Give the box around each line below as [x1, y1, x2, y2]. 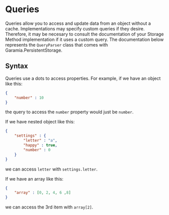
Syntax [5, 62, 28, 70]
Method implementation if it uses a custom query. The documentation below [5, 36, 164, 42]
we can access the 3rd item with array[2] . [5, 204, 93, 210]
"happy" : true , [23, 143, 58, 148]
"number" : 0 [23, 147, 51, 152]
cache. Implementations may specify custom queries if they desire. [5, 25, 145, 31]
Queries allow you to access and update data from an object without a [5, 20, 151, 26]
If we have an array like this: [5, 176, 64, 182]
